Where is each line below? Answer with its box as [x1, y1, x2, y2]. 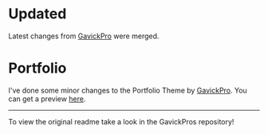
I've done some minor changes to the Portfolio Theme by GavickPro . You [8, 85, 247, 95]
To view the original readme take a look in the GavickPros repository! [8, 116, 235, 126]
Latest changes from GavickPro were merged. [8, 31, 160, 41]
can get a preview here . [8, 93, 86, 104]
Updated [8, 5, 67, 23]
